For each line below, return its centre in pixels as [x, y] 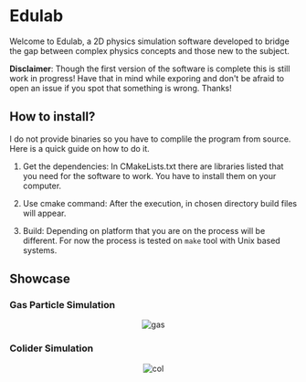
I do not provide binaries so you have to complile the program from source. [150, 139]
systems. [40, 250]
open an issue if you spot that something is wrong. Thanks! [121, 88]
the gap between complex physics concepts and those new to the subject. [150, 50]
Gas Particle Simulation [63, 305]
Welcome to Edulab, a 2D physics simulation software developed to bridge [149, 41]
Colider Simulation [52, 348]
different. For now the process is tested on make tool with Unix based [151, 240]
